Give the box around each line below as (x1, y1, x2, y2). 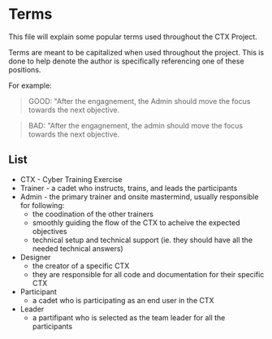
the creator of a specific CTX (32, 261, 130, 271)
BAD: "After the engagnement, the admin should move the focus (28, 120, 244, 130)
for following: (19, 200, 65, 210)
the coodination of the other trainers (32, 209, 154, 219)
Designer (19, 252, 51, 262)
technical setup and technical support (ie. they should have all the (32, 235, 253, 245)
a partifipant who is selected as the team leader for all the (32, 312, 226, 322)
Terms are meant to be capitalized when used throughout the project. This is (8, 47, 265, 57)
